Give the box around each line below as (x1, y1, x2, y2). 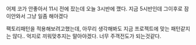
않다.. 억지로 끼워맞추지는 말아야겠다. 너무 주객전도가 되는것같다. (12, 33, 162, 40)
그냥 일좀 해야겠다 (26, 12, 68, 20)
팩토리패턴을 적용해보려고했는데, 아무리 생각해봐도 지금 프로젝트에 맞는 (6, 25, 170, 32)
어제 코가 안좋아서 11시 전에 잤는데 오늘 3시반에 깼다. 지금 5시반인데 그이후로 (6, 5, 183, 12)
